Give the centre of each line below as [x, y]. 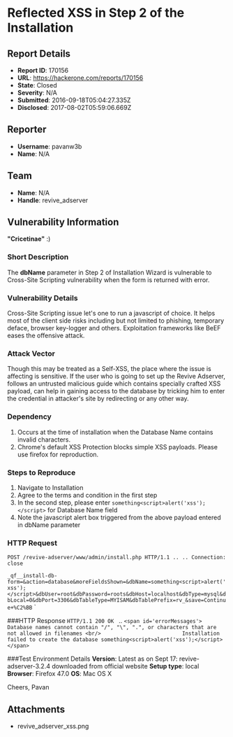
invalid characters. [44, 440]
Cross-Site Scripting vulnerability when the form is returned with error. [108, 280]
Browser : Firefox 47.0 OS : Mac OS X [60, 674]
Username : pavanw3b [50, 146]
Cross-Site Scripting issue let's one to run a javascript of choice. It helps [111, 314]
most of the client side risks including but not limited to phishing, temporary [116, 321]
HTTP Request [32, 542]
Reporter [27, 130]
